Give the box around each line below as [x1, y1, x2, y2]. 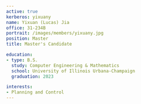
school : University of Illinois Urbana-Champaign [11, 68, 135, 74]
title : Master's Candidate [6, 41, 72, 47]
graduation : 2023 [11, 74, 54, 79]
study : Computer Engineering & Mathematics [11, 63, 119, 68]
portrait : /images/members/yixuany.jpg [6, 30, 104, 36]
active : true [6, 8, 38, 15]
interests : [6, 84, 33, 90]
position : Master [6, 36, 49, 41]
